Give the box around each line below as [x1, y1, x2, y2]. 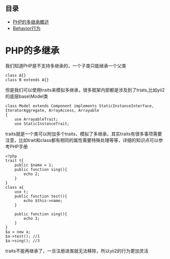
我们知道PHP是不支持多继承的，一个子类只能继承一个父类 [5, 63, 127, 69]
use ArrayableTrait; [14, 117, 58, 122]
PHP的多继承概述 [12, 19, 50, 25]
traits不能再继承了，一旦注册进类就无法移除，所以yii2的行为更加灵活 [5, 248, 149, 254]
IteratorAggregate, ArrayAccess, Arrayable [5, 108, 100, 113]
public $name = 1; [14, 162, 54, 167]
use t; [14, 189, 29, 194]
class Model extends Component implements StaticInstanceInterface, [5, 103, 154, 108]
